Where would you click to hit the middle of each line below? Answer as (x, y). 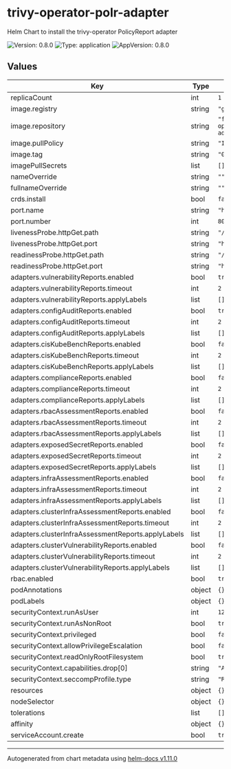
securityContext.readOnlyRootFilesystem (77, 656)
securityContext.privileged (54, 634)
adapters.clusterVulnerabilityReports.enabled (84, 545)
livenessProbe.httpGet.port (54, 243)
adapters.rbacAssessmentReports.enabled (80, 411)
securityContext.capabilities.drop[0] (69, 668)
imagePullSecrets (39, 165)
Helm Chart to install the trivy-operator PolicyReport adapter (92, 32)
